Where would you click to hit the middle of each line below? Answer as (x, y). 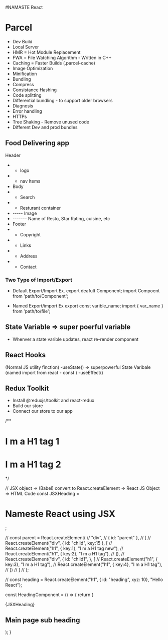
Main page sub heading (43, 620)
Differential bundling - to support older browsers (62, 100)
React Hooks (26, 355)
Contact (28, 267)
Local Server (26, 47)
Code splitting (27, 95)
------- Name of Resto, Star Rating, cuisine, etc (61, 218)
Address (29, 256)
